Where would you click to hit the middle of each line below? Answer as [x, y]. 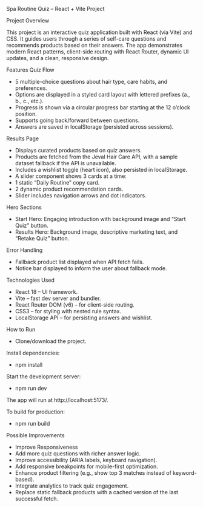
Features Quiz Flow [30, 70]
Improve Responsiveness [46, 447]
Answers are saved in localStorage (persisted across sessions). [94, 127]
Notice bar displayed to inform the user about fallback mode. [91, 268]
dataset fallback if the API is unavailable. [65, 163]
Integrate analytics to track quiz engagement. [72, 486]
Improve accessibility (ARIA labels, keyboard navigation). [86, 460]
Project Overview [28, 20]
